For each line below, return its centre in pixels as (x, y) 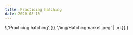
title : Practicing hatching (33, 9)
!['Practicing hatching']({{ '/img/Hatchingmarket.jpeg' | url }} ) (67, 27)
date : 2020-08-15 (23, 14)
